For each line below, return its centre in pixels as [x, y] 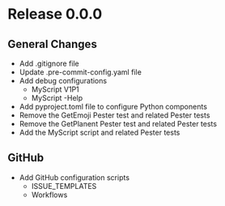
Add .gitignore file [49, 63]
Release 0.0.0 [55, 14]
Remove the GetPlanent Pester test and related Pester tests [118, 124]
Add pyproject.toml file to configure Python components [113, 107]
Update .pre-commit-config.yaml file [81, 72]
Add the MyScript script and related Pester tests [100, 132]
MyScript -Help [57, 98]
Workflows [49, 195]
